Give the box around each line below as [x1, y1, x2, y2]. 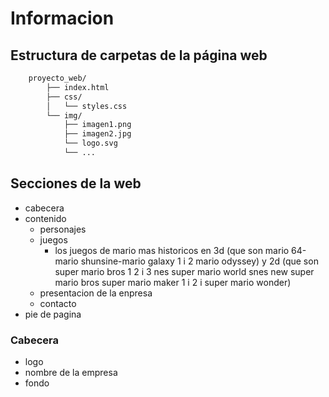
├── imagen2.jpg [63, 129, 132, 139]
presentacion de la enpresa [39, 287, 153, 299]
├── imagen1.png [63, 120, 132, 130]
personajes [39, 223, 87, 235]
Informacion [10, 7, 115, 30]
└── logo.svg [63, 138, 118, 149]
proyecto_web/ [28, 73, 87, 83]
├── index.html [46, 82, 110, 92]
